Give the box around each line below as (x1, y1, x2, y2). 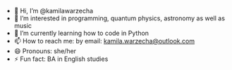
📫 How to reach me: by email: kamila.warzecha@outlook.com (13, 37, 195, 45)
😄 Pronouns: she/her (13, 47, 76, 55)
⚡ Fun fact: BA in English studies (13, 55, 109, 63)
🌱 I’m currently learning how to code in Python (13, 29, 149, 37)
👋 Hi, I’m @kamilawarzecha (13, 7, 94, 15)
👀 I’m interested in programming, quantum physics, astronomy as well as (13, 14, 226, 22)
